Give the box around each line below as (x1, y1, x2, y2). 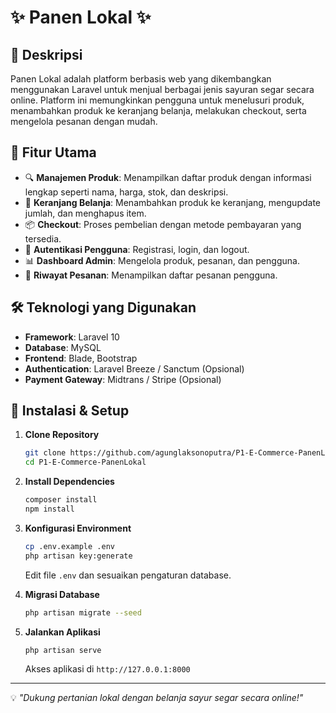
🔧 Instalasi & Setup (10, 402, 130, 420)
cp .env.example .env (24, 541, 115, 551)
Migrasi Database (24, 588, 100, 600)
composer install (24, 495, 98, 505)
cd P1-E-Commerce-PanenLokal (24, 457, 147, 468)
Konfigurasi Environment (24, 522, 132, 534)
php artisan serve (24, 645, 102, 655)
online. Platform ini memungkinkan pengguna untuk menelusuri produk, (10, 94, 305, 106)
